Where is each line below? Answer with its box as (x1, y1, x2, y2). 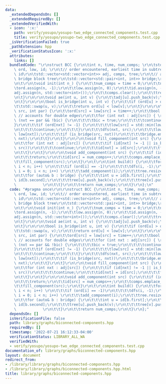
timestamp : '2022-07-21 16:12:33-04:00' (9, 330, 94, 335)
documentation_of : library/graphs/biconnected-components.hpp (5, 348, 136, 353)
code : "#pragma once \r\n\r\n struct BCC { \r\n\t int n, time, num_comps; (9, 187, 161, 192)
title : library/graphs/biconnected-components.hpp (5, 371, 112, 376)
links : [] (14, 58, 35, 63)
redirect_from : (5, 357, 37, 362)
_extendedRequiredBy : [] (9, 16, 61, 21)
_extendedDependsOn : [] (9, 12, 58, 17)
